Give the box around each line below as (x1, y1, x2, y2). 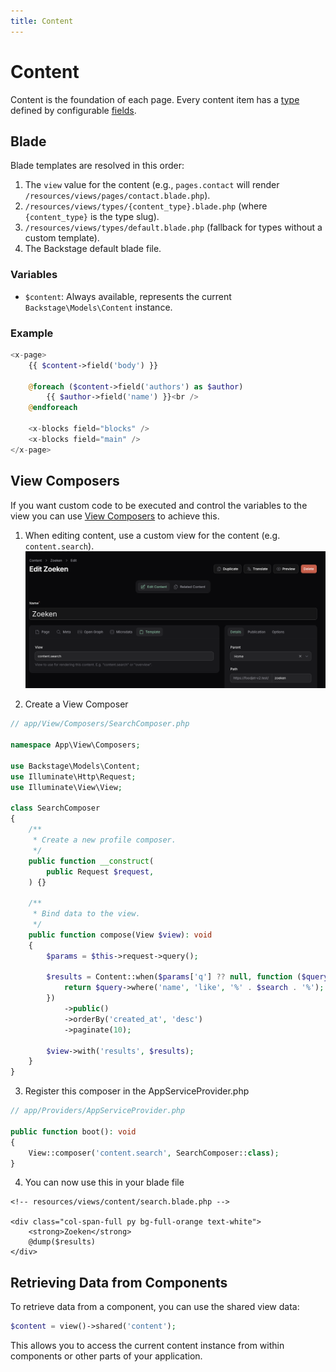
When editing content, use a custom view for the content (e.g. (24, 529, 281, 541)
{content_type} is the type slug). (24, 211, 160, 223)
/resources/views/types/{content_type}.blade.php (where (24, 200, 268, 212)
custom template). (24, 232, 100, 244)
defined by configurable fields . (10, 104, 137, 116)
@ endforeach (28, 403, 78, 413)
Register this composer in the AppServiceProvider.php (24, 1085, 250, 1097)
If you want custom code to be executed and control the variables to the (10, 499, 308, 511)
